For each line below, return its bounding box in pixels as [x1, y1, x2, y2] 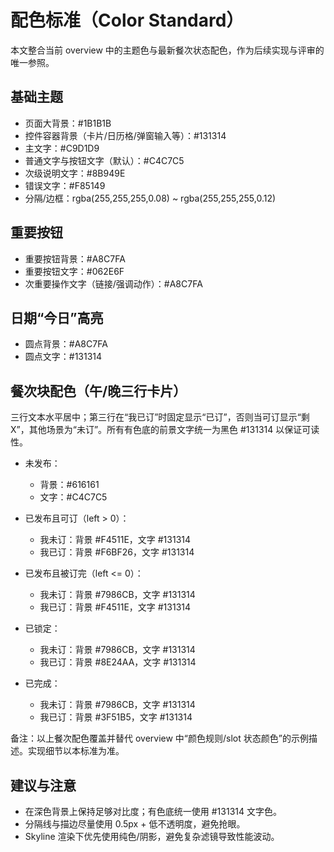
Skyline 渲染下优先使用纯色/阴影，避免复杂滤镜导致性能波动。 [24, 831, 280, 842]
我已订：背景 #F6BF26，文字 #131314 [39, 546, 195, 558]
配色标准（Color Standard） [10, 9, 245, 32]
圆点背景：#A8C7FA [24, 338, 108, 350]
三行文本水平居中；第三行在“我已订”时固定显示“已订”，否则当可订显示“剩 [10, 411, 310, 423]
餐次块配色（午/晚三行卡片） [10, 382, 187, 400]
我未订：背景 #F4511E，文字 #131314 [39, 534, 192, 546]
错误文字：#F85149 [24, 179, 106, 191]
